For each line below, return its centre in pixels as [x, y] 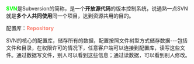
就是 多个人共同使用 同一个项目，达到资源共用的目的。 [70, 16]
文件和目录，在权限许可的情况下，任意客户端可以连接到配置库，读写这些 [93, 48]
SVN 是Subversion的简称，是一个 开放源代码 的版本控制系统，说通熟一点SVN [97, 8]
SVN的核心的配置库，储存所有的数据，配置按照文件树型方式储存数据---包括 [97, 40]
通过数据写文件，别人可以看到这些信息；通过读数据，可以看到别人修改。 [103, 55]
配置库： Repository [30, 28]
